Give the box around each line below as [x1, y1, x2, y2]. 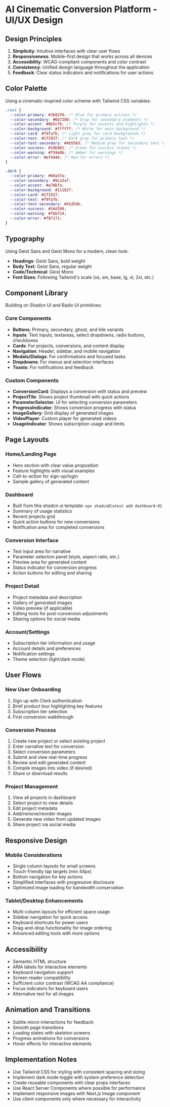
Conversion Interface [5, 536, 59, 544]
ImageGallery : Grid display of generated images [12, 410, 114, 416]
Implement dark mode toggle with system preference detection [12, 1074, 144, 1080]
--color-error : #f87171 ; [10, 216, 62, 221]
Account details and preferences [12, 645, 81, 651]
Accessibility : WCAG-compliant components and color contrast [12, 59, 147, 64]
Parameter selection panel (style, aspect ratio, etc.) [12, 554, 120, 560]
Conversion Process [5, 726, 57, 733]
